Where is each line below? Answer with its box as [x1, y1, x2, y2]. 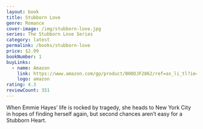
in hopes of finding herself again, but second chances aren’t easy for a [6, 110, 183, 118]
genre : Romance [6, 20, 45, 26]
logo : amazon [17, 76, 50, 82]
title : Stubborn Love [6, 14, 61, 20]
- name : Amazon [11, 64, 50, 71]
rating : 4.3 [6, 82, 36, 88]
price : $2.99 [6, 48, 39, 54]
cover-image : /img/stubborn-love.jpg [6, 25, 101, 32]
